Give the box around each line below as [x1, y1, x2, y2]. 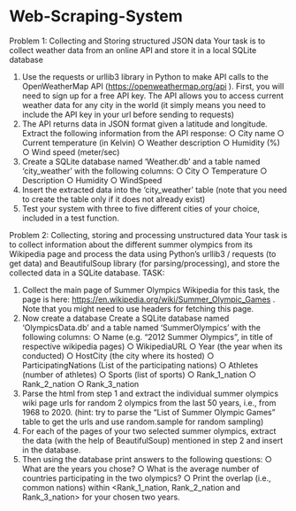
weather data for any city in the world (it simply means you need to [21, 99, 267, 110]
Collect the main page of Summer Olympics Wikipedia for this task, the [21, 284, 280, 295]
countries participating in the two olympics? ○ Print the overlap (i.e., [21, 472, 271, 484]
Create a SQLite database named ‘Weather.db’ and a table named [21, 156, 261, 166]
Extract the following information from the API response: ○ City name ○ [21, 128, 285, 138]
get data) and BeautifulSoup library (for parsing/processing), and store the [9, 258, 280, 268]
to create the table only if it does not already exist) [21, 193, 206, 205]
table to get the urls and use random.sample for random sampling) [21, 416, 264, 427]
